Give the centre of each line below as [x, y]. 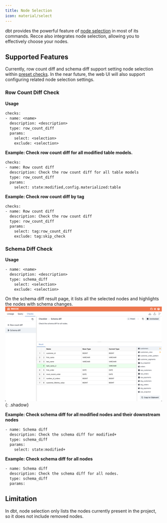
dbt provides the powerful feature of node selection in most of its [72, 30]
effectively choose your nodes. [37, 41]
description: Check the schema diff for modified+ [63, 435]
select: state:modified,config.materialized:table [68, 187]
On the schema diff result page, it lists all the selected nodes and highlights [82, 298]
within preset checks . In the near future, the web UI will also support [75, 74]
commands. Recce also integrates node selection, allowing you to [72, 36]
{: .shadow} [17, 405]
